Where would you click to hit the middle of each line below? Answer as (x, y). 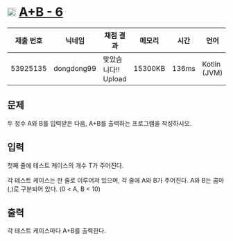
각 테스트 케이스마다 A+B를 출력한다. (57, 231)
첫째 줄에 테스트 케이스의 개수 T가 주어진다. (66, 165)
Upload (115, 78)
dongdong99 (75, 68)
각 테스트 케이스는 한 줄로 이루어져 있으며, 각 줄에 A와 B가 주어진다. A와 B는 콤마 (116, 180)
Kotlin (212, 64)
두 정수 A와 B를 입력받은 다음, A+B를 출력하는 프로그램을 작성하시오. (100, 123)
